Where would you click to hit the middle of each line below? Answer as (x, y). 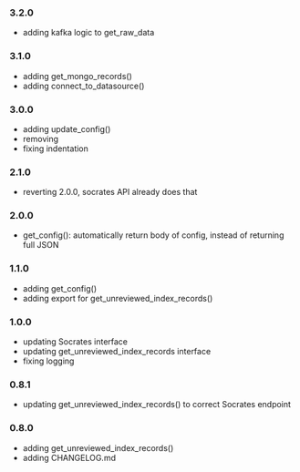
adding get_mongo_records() (77, 76)
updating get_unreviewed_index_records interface (117, 352)
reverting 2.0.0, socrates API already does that (110, 192)
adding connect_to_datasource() (83, 86)
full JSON (41, 245)
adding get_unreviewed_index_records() (98, 447)
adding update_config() (67, 128)
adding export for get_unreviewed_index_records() (118, 298)
